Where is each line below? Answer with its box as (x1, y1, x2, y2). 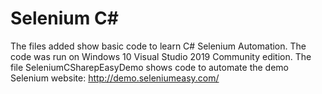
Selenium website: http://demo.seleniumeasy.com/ (10, 72, 220, 84)
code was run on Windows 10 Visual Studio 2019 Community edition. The (10, 50, 312, 62)
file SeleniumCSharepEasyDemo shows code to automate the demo (10, 61, 289, 73)
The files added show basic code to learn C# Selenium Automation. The (10, 40, 307, 52)
